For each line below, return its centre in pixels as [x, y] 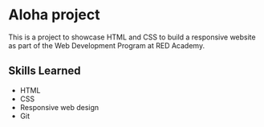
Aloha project [54, 15]
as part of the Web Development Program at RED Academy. [107, 45]
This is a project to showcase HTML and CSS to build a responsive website [132, 37]
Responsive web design [59, 107]
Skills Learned [45, 71]
